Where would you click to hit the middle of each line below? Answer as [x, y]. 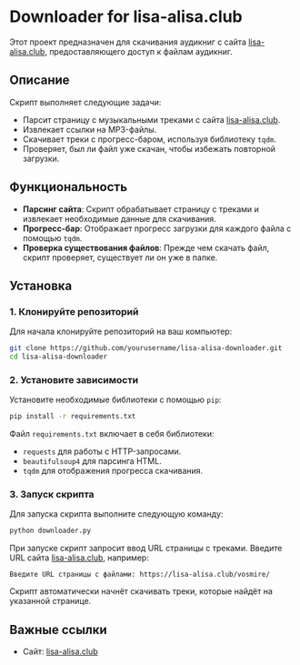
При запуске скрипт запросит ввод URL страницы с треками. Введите [146, 549]
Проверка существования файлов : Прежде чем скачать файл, [146, 247]
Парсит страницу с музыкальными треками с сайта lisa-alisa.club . [151, 119]
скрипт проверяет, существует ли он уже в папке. [120, 257]
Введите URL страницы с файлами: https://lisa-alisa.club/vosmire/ [140, 575]
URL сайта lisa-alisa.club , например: [80, 558]
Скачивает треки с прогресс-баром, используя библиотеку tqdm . [150, 139]
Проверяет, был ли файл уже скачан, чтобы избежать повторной [149, 148]
